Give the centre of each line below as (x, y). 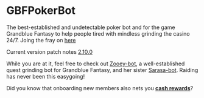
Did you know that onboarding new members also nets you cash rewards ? (100, 88)
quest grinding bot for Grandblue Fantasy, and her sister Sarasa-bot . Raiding (102, 70)
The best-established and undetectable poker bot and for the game (91, 27)
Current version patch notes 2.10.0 (50, 51)
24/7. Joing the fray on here (41, 40)
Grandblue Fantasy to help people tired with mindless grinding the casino (98, 33)
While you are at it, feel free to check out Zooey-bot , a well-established (96, 64)
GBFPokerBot (41, 11)
